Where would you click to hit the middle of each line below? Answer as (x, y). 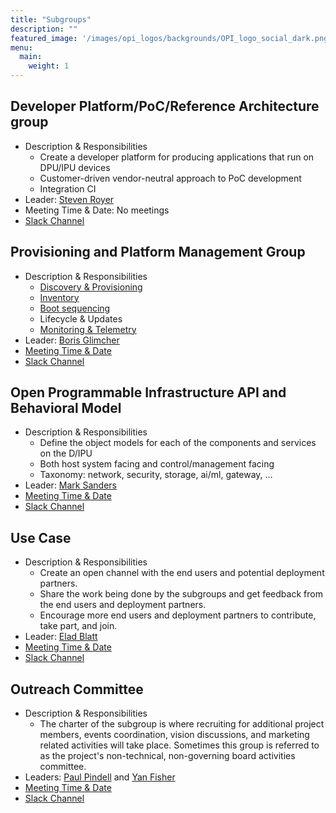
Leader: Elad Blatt (61, 637)
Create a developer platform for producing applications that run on (177, 157)
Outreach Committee (77, 689)
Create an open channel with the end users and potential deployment (182, 573)
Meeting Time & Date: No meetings (97, 210)
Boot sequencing (75, 308)
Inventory (59, 297)
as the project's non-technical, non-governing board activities (167, 756)
